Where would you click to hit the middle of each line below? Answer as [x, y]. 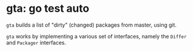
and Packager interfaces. [36, 43]
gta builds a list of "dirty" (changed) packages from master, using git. [91, 25]
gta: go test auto [48, 9]
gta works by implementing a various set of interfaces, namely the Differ [96, 36]
